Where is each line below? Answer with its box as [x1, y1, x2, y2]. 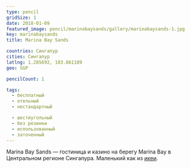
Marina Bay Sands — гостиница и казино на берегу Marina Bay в [6, 148, 171, 155]
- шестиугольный [11, 115, 53, 121]
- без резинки [11, 120, 47, 126]
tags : [6, 87, 20, 93]
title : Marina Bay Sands [6, 37, 69, 43]
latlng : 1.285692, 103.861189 [6, 59, 83, 66]
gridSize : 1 [6, 15, 36, 21]
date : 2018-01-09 [6, 20, 50, 26]
